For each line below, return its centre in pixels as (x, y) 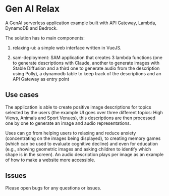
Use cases (22, 95)
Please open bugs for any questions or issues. (53, 188)
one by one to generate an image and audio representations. (68, 123)
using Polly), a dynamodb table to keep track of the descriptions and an (87, 73)
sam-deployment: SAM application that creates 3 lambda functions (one (88, 57)
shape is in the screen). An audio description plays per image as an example (84, 154)
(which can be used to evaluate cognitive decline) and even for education (81, 143)
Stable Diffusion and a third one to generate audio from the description (86, 68)
